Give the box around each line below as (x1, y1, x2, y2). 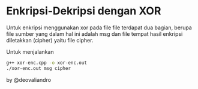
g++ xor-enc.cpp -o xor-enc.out (6, 60, 87, 66)
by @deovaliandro (6, 76, 52, 83)
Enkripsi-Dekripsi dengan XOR (6, 4, 161, 18)
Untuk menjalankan (6, 48, 54, 55)
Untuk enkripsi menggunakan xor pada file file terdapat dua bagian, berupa (6, 24, 192, 31)
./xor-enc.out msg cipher (6, 65, 71, 71)
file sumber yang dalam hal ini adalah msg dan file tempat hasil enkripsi (6, 30, 183, 37)
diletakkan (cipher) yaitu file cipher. (6, 36, 94, 44)
